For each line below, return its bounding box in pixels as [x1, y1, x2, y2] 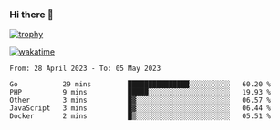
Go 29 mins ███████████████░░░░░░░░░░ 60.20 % [9, 80, 272, 89]
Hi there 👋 [9, 8, 55, 21]
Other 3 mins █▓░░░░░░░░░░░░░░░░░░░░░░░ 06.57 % [9, 95, 272, 105]
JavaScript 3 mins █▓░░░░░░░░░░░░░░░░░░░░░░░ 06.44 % [9, 104, 272, 113]
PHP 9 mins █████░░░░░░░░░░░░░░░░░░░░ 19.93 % [9, 88, 272, 97]
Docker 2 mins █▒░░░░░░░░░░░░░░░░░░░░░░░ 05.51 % [9, 112, 272, 121]
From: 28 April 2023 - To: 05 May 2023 [9, 64, 161, 74]
